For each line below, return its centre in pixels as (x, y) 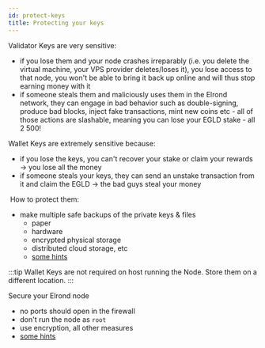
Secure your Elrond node (49, 295)
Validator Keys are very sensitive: (62, 45)
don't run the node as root (63, 319)
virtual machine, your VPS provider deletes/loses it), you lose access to (136, 69)
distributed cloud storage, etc (79, 248)
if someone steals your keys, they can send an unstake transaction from (137, 176)
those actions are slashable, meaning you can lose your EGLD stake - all (137, 119)
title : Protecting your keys (56, 23)
